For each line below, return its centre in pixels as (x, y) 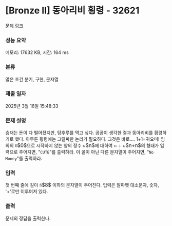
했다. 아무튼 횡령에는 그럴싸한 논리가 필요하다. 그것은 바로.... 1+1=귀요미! (87, 139)
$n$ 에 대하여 (99, 146)
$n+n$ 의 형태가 (142, 146)
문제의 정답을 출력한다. (28, 218)
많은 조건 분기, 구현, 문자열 (32, 79)
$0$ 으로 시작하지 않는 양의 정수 (49, 146)
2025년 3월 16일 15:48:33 (32, 106)
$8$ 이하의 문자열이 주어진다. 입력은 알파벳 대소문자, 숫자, (100, 185)
